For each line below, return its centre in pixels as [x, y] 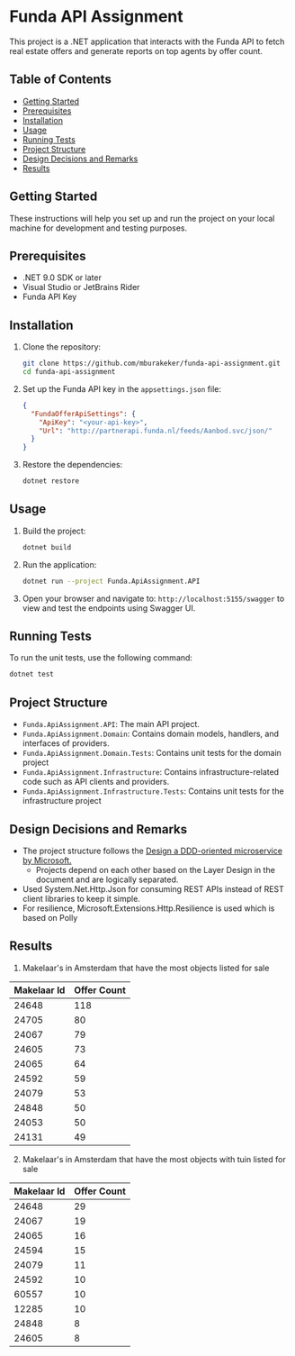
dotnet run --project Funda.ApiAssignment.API [111, 581]
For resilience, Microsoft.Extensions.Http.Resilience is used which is [148, 908]
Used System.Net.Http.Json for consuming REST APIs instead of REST [153, 888]
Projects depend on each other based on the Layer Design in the [156, 869]
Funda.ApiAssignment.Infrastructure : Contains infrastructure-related [151, 772]
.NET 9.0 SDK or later [62, 278]
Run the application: [59, 564]
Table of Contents [61, 80]
